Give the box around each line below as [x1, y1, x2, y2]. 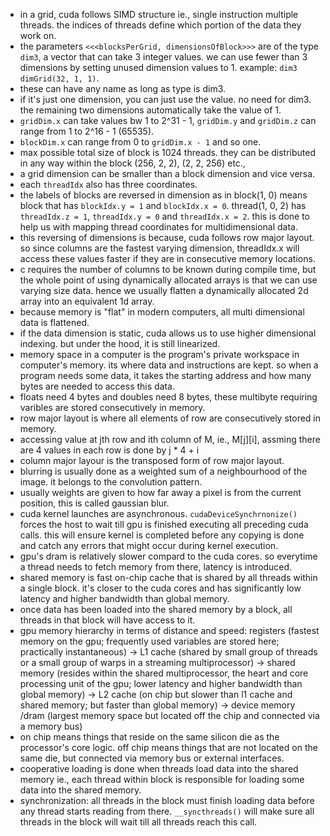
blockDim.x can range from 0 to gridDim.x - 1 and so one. [19, 136, 262, 148]
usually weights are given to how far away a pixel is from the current [19, 487, 302, 498]
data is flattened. [19, 317, 90, 328]
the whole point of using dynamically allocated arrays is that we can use [19, 274, 318, 286]
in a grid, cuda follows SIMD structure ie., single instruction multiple [19, 9, 299, 20]
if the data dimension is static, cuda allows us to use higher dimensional [19, 327, 317, 339]
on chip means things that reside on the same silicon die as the [19, 731, 280, 743]
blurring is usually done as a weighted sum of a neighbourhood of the [19, 465, 308, 477]
